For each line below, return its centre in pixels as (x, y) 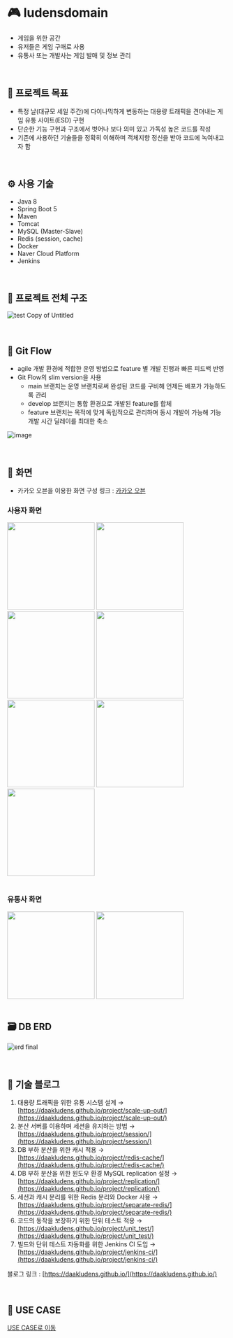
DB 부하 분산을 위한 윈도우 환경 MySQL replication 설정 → (97, 1174)
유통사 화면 (25, 899)
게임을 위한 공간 (39, 38)
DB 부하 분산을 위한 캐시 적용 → (61, 1150)
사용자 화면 (25, 510)
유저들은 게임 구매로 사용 (51, 46)
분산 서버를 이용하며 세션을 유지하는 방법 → (76, 1126)
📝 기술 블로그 (34, 1084)
